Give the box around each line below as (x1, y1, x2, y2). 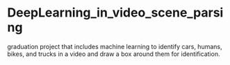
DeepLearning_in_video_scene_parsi (7, 5, 224, 21)
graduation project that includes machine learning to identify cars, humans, (7, 42, 222, 50)
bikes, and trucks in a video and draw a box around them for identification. (7, 50, 220, 58)
